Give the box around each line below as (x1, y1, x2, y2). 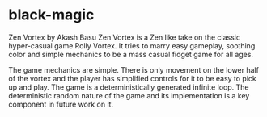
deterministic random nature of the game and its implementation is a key (8, 90, 250, 100)
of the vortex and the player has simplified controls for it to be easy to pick (8, 73, 257, 83)
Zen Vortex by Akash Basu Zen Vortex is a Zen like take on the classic (8, 32, 241, 42)
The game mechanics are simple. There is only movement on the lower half (8, 65, 259, 74)
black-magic (8, 6, 95, 24)
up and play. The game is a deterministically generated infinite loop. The (8, 82, 249, 92)
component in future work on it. (8, 99, 114, 109)
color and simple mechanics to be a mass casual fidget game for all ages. (8, 49, 253, 59)
